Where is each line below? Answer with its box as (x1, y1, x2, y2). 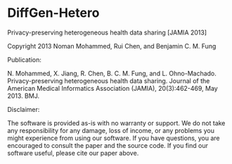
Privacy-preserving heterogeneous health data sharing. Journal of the (7, 76, 210, 85)
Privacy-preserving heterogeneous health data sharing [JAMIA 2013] (7, 28, 207, 37)
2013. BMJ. (7, 92, 40, 100)
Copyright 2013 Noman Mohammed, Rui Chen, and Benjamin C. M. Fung (7, 42, 217, 50)
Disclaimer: (7, 105, 40, 113)
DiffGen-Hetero (7, 5, 100, 21)
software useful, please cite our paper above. (7, 149, 139, 157)
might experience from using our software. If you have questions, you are (7, 134, 220, 142)
